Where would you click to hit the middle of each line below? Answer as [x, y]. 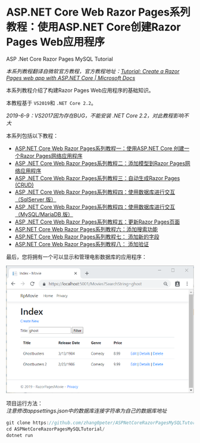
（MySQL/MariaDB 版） [44, 214]
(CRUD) [24, 185]
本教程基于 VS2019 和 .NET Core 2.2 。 [51, 103]
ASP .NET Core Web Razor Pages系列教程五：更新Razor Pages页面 [97, 222]
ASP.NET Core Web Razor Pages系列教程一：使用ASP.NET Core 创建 [99, 148]
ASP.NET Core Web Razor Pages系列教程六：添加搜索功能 [86, 229]
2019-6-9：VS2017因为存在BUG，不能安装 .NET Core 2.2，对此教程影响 [95, 115]
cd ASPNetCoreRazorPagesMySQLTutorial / [56, 429]
